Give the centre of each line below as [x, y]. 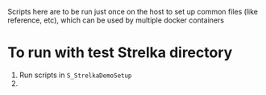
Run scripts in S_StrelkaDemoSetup [75, 75]
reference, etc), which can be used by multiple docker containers [116, 20]
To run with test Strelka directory [120, 53]
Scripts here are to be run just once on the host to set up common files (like [133, 12]
